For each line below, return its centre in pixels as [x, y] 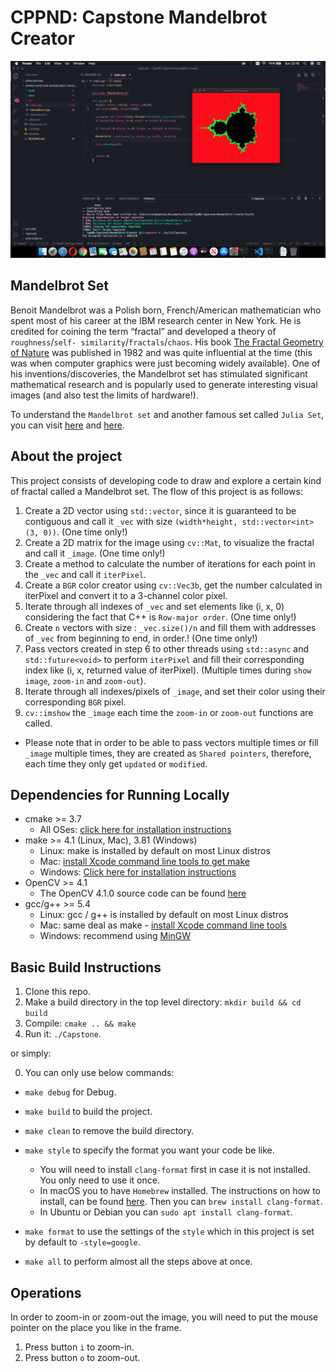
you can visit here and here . [67, 425]
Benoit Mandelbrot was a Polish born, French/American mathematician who [166, 310]
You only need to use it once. [99, 1180]
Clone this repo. [57, 992]
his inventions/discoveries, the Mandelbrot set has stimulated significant [159, 373]
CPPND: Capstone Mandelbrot [139, 17]
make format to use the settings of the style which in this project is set [169, 1232]
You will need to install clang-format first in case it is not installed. [175, 1170]
